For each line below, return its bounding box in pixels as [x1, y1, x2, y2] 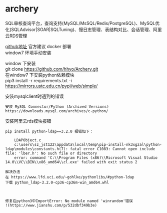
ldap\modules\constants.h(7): [5, 146, 68, 151]
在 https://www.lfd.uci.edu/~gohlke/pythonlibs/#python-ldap [5, 174, 134, 179]
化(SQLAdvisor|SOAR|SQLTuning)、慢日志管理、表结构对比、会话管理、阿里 [5, 26, 162, 33]
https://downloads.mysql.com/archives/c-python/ [5, 108, 108, 113]
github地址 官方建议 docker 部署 [5, 43, 71, 49]
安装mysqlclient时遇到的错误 [5, 93, 64, 99]
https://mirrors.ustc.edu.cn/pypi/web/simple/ [5, 83, 98, 89]
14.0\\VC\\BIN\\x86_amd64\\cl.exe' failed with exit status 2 [5, 159, 137, 164]
